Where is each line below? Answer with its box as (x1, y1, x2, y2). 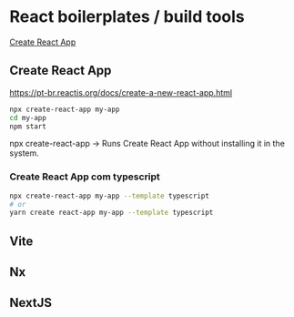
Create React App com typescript (9, 170, 161, 183)
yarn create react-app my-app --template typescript (9, 208, 214, 218)
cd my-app (9, 113, 47, 122)
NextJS (9, 295, 53, 311)
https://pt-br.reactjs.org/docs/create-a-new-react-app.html (9, 87, 233, 97)
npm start (9, 121, 47, 131)
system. (9, 148, 39, 158)
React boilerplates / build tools (9, 6, 245, 27)
